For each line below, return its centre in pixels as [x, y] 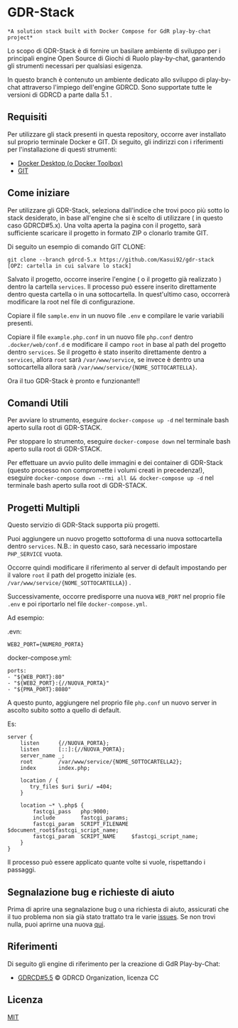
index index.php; [55, 769]
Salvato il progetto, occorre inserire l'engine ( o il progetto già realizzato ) [114, 279]
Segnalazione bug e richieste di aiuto [91, 892]
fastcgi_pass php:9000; [71, 812]
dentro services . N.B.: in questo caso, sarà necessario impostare [102, 546]
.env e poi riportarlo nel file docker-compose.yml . [77, 604]
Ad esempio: [26, 618]
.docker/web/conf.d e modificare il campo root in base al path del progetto [117, 344]
